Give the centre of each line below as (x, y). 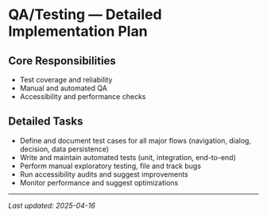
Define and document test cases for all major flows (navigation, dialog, (135, 140)
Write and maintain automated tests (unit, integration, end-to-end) (128, 157)
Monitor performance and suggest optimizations (99, 182)
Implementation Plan (78, 31)
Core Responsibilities (62, 61)
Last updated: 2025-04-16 (52, 205)
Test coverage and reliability (66, 80)
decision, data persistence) (64, 149)
